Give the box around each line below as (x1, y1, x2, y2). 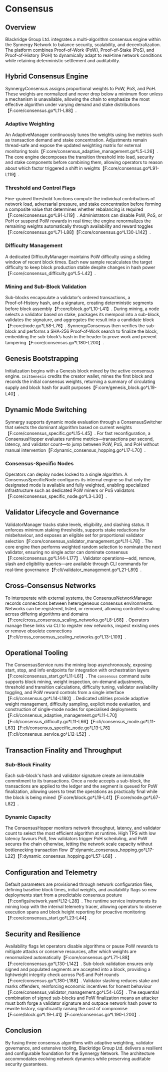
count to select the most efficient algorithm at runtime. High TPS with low (5, 830, 156, 836)
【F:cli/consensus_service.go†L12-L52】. (5, 731, 90, 737)
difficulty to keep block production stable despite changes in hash (5, 264, 141, 270)
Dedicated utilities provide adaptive (75, 696, 149, 702)
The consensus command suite (88, 673, 151, 679)
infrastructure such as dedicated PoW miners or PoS (5, 487, 113, 493)
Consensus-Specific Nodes (5, 460, 74, 467)
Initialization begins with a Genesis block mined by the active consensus (5, 367, 154, 374)
